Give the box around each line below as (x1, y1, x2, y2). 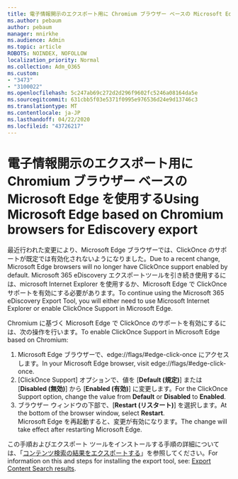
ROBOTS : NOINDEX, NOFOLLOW (7, 50, 87, 57)
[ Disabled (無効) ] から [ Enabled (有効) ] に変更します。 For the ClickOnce (17, 385, 228, 393)
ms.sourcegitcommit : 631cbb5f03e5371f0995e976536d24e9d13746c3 (7, 97, 198, 104)
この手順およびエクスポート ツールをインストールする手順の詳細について (7, 440, 220, 448)
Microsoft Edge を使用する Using (7, 191, 200, 207)
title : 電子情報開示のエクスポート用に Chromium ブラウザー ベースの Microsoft (7, 10, 222, 18)
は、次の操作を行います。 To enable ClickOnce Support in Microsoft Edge (7, 328, 220, 336)
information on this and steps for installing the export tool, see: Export (7, 457, 211, 466)
